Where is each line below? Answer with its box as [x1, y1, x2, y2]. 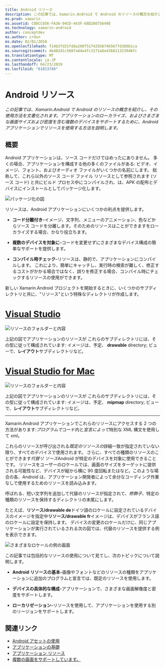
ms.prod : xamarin [5, 16, 41, 21]
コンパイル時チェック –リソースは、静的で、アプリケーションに [12, 256, 139, 262]
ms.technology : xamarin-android [5, 26, 71, 30]
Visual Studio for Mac [5, 366, 95, 377]
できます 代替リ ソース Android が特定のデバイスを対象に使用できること [13, 455, 157, 461]
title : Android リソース [5, 7, 53, 12]
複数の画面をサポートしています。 [12, 657, 81, 663]
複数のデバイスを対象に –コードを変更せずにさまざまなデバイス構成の [12, 239, 152, 245]
